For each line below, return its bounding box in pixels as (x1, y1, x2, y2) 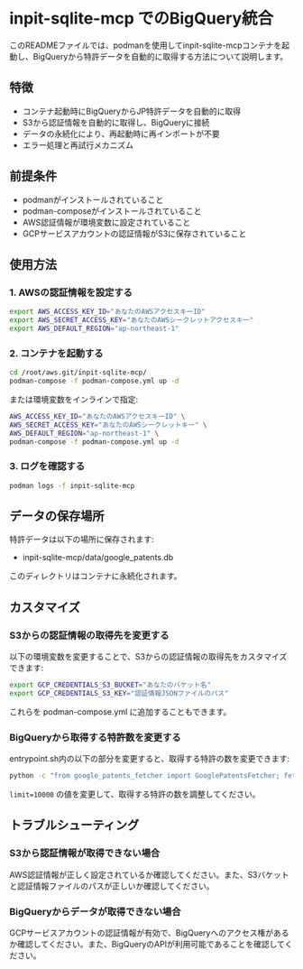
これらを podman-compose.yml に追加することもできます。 (9, 706, 232, 717)
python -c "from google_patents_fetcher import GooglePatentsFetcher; (9, 771, 280, 780)
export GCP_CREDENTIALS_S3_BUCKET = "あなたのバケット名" (9, 680, 212, 690)
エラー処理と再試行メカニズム (22, 139, 133, 150)
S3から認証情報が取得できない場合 (9, 847, 161, 860)
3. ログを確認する (9, 460, 86, 473)
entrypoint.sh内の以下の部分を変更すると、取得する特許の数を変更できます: (9, 753, 290, 764)
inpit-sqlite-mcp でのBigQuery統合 (9, 8, 274, 29)
